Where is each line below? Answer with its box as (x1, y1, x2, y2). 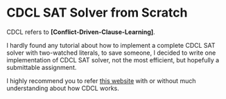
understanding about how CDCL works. (6, 84, 119, 92)
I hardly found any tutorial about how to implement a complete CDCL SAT (6, 41, 216, 49)
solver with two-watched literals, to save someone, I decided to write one (6, 48, 216, 57)
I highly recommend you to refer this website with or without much (6, 76, 196, 84)
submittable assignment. (6, 63, 77, 71)
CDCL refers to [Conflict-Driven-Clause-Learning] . (6, 28, 155, 36)
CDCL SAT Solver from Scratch (6, 5, 188, 21)
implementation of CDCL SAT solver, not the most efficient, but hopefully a (6, 55, 220, 64)
